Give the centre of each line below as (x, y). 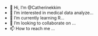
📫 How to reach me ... (32, 28)
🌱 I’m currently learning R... (37, 18)
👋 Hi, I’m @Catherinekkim (35, 8)
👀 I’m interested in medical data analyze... (51, 13)
